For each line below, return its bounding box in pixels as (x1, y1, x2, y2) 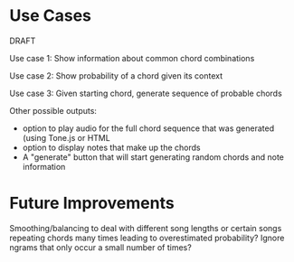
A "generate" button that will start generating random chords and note (22, 151, 285, 163)
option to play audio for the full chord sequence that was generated (22, 123, 275, 134)
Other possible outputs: (9, 105, 98, 116)
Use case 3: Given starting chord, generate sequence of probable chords (9, 88, 282, 98)
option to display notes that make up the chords (22, 142, 201, 153)
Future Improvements (9, 193, 175, 213)
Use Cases (9, 5, 92, 26)
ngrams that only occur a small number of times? (9, 241, 192, 253)
